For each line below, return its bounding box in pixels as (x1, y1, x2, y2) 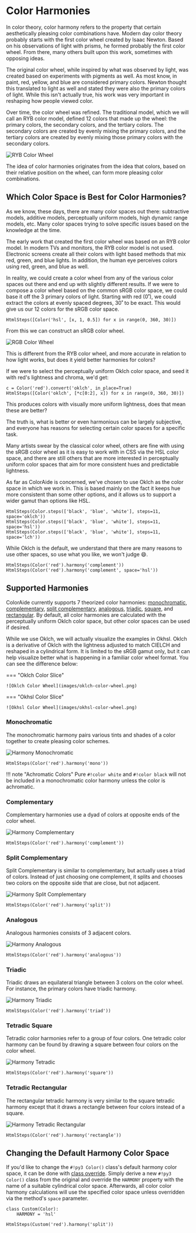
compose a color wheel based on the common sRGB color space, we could (6, 287, 187, 294)
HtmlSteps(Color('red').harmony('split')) (6, 902, 111, 908)
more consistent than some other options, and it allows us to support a (6, 490, 177, 498)
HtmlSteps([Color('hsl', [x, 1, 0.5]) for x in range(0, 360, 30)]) (6, 317, 177, 322)
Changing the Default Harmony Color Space (6, 1148, 170, 1158)
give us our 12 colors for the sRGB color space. (6, 305, 119, 313)
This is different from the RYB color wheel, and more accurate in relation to (6, 350, 186, 357)
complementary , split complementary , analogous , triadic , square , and (6, 605, 174, 612)
